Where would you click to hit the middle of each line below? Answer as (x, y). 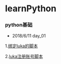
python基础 (19, 25)
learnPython (31, 9)
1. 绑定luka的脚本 (21, 46)
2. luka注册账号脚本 (24, 57)
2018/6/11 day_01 (29, 36)
